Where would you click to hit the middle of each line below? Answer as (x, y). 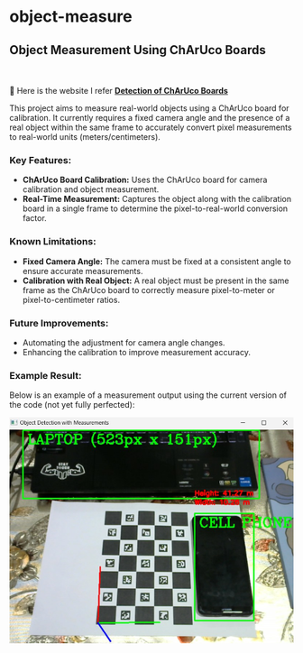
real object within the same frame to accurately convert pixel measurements (151, 127)
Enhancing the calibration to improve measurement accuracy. (136, 352)
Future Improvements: (59, 323)
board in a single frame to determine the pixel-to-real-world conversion (155, 208)
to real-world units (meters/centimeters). (85, 137)
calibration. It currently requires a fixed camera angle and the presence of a (150, 118)
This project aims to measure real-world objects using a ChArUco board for (150, 108)
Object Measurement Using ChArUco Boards (138, 50)
